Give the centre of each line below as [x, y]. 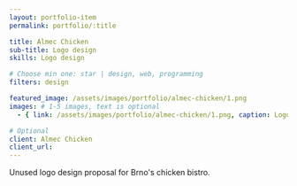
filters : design [39, 82]
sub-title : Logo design [53, 50]
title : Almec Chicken [49, 42]
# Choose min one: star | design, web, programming [106, 74]
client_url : [31, 147]
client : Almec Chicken [51, 139]
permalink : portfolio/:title [63, 26]
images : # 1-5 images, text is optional [85, 106]
